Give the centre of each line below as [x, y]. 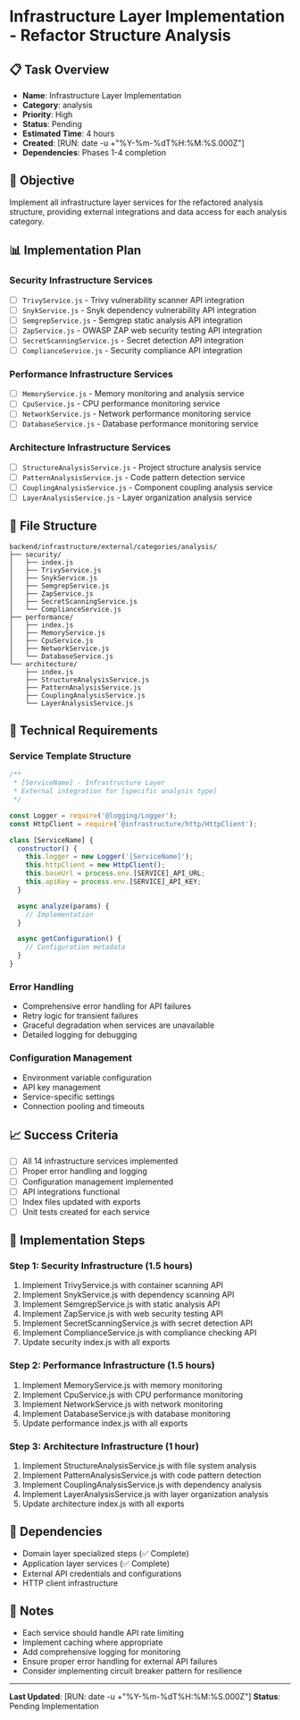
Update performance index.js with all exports [105, 1423]
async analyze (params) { [63, 906]
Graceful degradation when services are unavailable [118, 1025]
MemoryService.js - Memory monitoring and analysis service [133, 394]
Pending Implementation [54, 1706]
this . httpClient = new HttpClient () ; [96, 865]
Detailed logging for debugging [79, 1035]
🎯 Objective [42, 181]
